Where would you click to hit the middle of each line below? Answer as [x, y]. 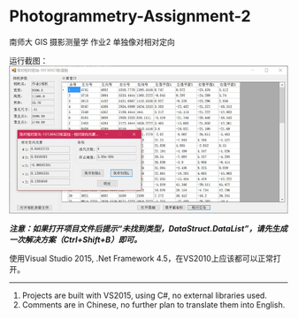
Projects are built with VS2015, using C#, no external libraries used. [145, 295]
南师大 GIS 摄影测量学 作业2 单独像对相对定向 [92, 42]
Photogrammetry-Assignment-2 [130, 16]
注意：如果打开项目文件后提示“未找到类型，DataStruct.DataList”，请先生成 [149, 228]
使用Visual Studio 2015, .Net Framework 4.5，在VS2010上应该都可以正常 [141, 258]
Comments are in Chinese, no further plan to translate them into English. [153, 304]
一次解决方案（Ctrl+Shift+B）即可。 [76, 239]
